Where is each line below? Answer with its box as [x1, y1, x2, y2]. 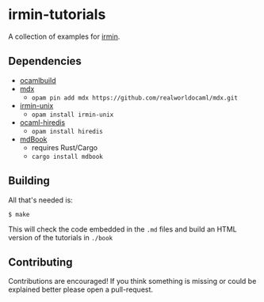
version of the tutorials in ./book [8, 232, 113, 242]
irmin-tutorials [8, 6, 106, 24]
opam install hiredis [31, 127, 103, 135]
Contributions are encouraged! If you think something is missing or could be [8, 277, 257, 286]
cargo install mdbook [31, 153, 103, 160]
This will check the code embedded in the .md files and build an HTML [8, 224, 237, 234]
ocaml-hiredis [19, 117, 66, 127]
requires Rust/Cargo [31, 142, 98, 152]
